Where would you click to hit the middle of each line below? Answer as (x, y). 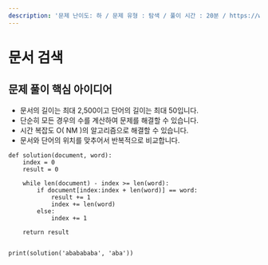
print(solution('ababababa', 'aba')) (71, 253)
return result (46, 232)
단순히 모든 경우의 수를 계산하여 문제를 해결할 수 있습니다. (109, 120)
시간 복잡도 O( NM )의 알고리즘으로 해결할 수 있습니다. (104, 130)
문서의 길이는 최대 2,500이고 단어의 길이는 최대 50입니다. (109, 110)
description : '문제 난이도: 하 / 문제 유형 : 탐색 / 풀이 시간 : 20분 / (117, 16)
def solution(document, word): (60, 155)
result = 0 (41, 169)
